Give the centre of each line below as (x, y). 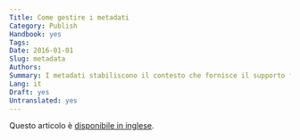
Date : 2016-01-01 (42, 51)
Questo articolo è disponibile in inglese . (82, 126)
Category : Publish (43, 26)
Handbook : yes (36, 34)
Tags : (19, 42)
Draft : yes (29, 92)
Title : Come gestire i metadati (69, 17)
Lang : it (25, 84)
